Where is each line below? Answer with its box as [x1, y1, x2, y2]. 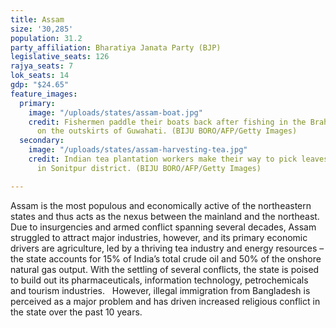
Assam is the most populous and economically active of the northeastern [10, 199, 312, 211]
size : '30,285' [10, 24, 74, 34]
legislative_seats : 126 [10, 52, 110, 62]
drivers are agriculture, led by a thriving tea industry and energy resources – [10, 242, 325, 254]
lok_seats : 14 [10, 71, 70, 81]
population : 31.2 [10, 33, 83, 43]
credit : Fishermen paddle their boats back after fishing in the [28, 117, 307, 127]
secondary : [19, 136, 65, 146]
